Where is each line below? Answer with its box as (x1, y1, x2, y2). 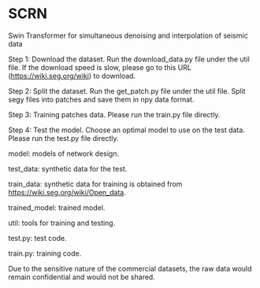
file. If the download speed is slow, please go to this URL (8, 62, 191, 72)
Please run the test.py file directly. (8, 133, 119, 142)
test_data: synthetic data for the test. (8, 164, 128, 173)
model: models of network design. (8, 149, 120, 158)
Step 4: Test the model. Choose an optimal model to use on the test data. (8, 125, 246, 135)
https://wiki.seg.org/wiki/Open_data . (8, 187, 126, 197)
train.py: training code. (8, 249, 82, 258)
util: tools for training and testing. (8, 218, 116, 227)
